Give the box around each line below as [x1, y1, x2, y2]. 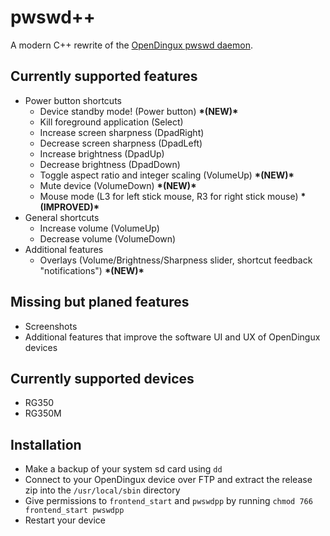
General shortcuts [24, 211, 100, 223]
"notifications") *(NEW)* [39, 264, 145, 276]
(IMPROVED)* [39, 201, 100, 213]
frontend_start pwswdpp [24, 506, 125, 516]
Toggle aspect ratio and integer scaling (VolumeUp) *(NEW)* [39, 169, 295, 181]
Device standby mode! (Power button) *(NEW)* [39, 105, 239, 117]
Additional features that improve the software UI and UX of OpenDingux [24, 331, 321, 343]
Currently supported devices [10, 370, 195, 387]
